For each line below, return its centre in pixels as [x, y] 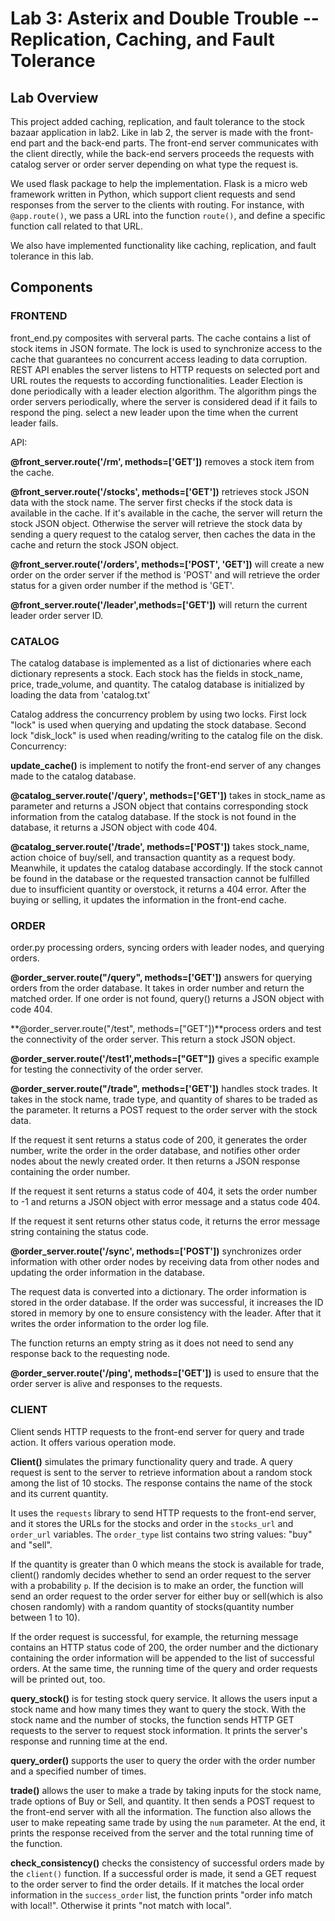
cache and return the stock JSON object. [94, 544]
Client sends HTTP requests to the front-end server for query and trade [157, 1431]
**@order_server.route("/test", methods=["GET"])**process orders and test [166, 1029]
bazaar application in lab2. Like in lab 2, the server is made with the [149, 132]
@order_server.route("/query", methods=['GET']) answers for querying [161, 978]
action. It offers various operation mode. [93, 1442]
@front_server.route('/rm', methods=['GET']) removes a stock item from [162, 461]
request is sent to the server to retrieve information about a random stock [161, 1472]
